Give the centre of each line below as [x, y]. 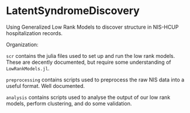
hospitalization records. [34, 33]
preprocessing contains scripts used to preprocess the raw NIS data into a [95, 80]
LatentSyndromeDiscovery [73, 11]
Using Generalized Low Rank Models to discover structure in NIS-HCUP [92, 27]
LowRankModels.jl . [28, 68]
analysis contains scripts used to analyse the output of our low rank [88, 97]
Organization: [23, 44]
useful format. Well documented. [46, 85]
